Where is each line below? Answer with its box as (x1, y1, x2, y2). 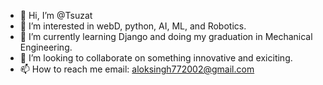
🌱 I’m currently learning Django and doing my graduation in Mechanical (19, 31, 313, 42)
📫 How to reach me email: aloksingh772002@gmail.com (19, 63, 255, 75)
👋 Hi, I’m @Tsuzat (19, 10, 93, 21)
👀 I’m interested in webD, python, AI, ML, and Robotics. (19, 20, 247, 32)
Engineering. (19, 41, 73, 53)
